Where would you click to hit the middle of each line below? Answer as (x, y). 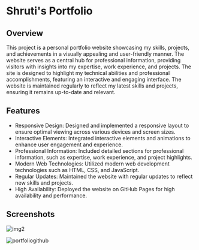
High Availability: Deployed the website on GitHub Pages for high (95, 189)
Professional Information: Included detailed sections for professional (99, 150)
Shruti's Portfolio (49, 11)
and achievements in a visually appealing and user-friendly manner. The (95, 54)
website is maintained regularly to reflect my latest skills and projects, (92, 86)
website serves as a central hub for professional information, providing (94, 60)
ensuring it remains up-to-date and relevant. (61, 92)
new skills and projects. (44, 183)
